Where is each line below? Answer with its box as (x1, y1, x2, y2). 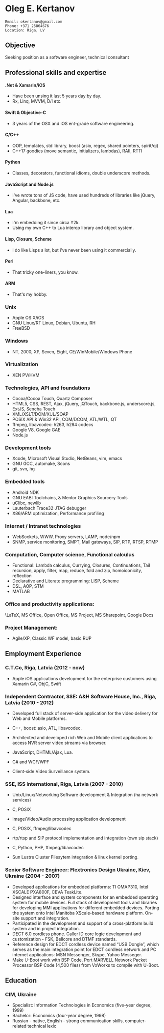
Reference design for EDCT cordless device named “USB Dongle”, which (12, 941, 159, 947)
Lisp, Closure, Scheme (5, 236, 52, 242)
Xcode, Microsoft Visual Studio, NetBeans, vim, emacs (12, 456, 122, 461)
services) (12, 797, 31, 803)
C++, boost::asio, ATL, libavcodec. (12, 725, 82, 731)
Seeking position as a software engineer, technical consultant (5, 54, 129, 60)
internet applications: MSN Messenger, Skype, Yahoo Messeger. (12, 951, 142, 957)
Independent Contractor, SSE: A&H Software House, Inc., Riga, (5, 693, 157, 700)
